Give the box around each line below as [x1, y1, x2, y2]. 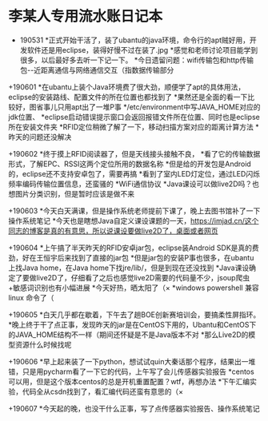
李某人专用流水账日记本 [8, 7, 163, 26]
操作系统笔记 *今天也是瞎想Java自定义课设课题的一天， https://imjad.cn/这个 [8, 216, 259, 225]
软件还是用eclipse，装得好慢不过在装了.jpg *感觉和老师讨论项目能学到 [26, 45, 258, 54]
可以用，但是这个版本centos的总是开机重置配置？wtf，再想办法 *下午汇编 [8, 376, 250, 386]
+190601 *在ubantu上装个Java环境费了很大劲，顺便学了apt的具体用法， [8, 81, 246, 92]
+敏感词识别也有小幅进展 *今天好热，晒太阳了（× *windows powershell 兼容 [8, 283, 259, 292]
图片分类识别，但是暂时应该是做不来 [14, 189, 134, 198]
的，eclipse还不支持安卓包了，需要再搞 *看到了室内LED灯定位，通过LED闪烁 [8, 169, 260, 178]
